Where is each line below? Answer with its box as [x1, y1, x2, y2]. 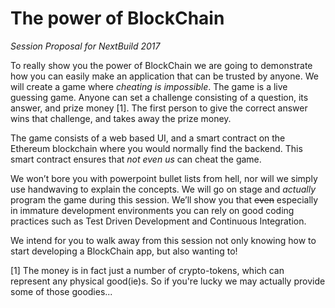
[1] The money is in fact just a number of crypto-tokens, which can [10, 264, 285, 276]
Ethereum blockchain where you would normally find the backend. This [10, 142, 303, 154]
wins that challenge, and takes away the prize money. [10, 112, 232, 124]
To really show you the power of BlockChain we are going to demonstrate [10, 59, 313, 71]
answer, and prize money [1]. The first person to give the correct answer [10, 102, 308, 114]
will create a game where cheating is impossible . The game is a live [10, 80, 288, 92]
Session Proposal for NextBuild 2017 [10, 40, 161, 52]
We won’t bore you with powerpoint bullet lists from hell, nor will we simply [10, 172, 318, 184]
